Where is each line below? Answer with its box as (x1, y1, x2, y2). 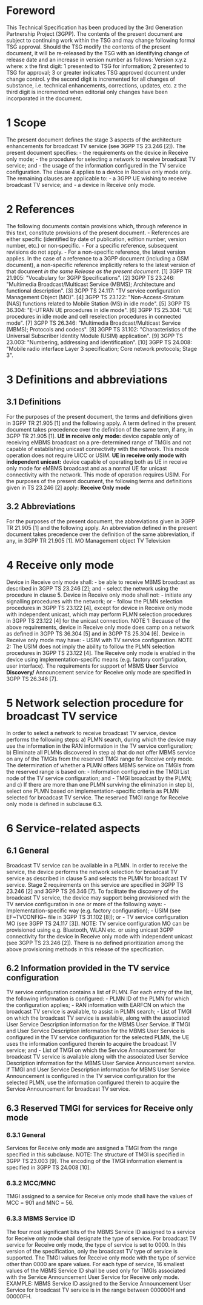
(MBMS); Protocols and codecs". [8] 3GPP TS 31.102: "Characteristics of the (6, 325, 197, 333)
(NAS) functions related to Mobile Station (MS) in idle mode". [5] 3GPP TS (6, 300, 190, 307)
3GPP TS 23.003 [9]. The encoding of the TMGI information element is (6, 1158, 183, 1164)
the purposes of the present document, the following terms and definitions (6, 477, 193, 484)
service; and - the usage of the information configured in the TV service (6, 161, 186, 169)
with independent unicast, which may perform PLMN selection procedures (6, 611, 192, 618)
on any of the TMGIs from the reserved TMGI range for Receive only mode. (6, 755, 194, 762)
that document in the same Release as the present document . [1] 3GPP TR (6, 268, 192, 275)
